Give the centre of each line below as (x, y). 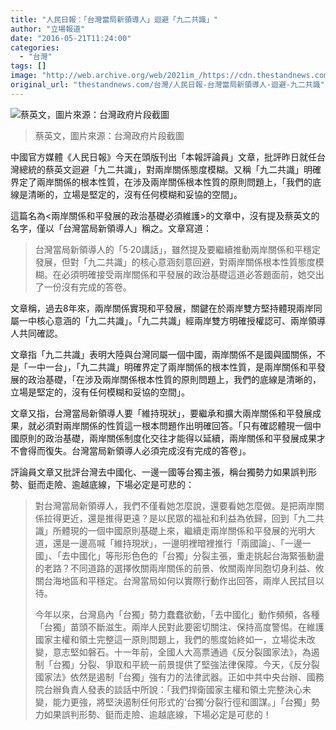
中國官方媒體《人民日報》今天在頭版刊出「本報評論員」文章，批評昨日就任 (163, 157)
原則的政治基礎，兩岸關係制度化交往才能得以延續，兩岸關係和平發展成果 (167, 438)
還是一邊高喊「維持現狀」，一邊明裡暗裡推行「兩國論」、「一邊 (177, 543)
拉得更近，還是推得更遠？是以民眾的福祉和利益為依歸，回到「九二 (179, 518)
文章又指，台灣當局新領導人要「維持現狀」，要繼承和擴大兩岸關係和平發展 (161, 413)
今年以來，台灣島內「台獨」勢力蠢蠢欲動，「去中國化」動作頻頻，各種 (177, 614)
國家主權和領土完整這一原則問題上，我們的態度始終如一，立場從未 (170, 639)
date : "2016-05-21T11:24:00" (71, 38)
